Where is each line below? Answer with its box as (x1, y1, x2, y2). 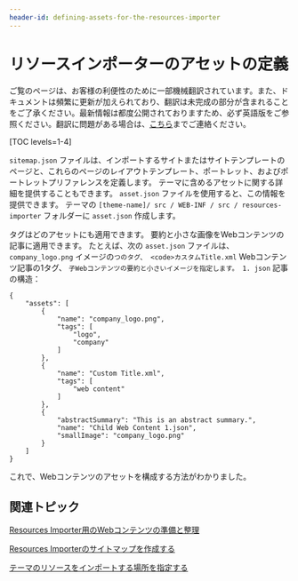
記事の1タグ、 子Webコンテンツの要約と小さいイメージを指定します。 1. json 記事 (16, 262, 289, 273)
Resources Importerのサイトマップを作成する (9, 544, 175, 554)
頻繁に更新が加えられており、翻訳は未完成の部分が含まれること (55, 96, 289, 107)
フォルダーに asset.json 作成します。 (43, 210, 181, 220)
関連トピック (9, 499, 80, 514)
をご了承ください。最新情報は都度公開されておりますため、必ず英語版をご (9, 107, 282, 118)
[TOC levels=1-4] (9, 136, 72, 147)
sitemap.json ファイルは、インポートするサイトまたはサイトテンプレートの (9, 155, 286, 165)
